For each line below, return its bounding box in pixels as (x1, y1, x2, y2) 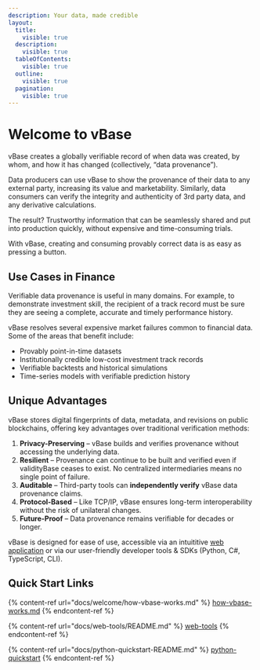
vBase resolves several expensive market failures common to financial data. (8, 323, 253, 332)
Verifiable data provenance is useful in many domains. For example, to (8, 291, 235, 300)
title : (15, 26, 37, 34)
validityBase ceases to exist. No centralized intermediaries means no (19, 463, 243, 473)
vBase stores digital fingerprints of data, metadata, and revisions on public (8, 415, 249, 424)
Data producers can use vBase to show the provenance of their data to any (8, 175, 251, 185)
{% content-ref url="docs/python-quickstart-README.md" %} (8, 645, 210, 654)
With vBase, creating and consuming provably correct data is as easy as (8, 239, 242, 248)
